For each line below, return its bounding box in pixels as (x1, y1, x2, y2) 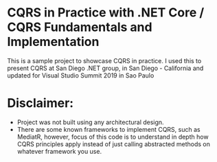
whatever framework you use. (16, 147, 102, 155)
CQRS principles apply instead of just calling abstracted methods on (16, 139, 211, 148)
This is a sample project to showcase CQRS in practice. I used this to (7, 56, 202, 65)
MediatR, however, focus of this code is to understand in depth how (16, 132, 209, 141)
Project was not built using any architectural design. (16, 118, 164, 126)
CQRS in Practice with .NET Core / (7, 5, 205, 21)
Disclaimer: (7, 95, 74, 111)
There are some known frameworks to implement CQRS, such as (16, 125, 201, 133)
